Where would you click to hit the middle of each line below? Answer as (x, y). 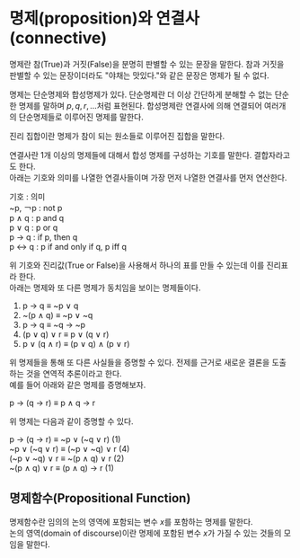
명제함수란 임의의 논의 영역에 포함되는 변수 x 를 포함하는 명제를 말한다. (131, 521)
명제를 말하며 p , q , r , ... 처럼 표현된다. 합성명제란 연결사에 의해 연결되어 (140, 105)
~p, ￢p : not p (36, 208)
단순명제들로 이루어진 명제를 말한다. (81, 117)
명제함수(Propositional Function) (100, 498)
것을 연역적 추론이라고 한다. (74, 373)
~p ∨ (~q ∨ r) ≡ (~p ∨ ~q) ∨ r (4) (70, 448)
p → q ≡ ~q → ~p (54, 324)
